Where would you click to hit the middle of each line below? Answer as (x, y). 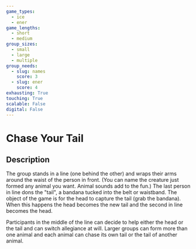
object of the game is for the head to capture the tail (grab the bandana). (94, 199)
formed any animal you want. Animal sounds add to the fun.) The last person (98, 186)
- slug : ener (27, 82)
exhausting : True (27, 93)
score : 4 (27, 88)
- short (21, 33)
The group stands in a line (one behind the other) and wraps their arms (92, 174)
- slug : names (28, 71)
